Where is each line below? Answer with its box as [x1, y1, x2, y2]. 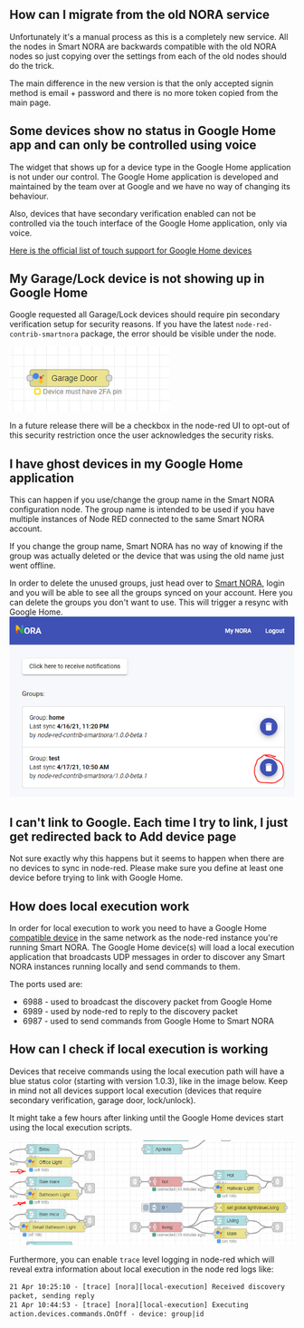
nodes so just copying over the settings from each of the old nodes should [9, 50, 288, 62]
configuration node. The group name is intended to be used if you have [9, 504, 275, 515]
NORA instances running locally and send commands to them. [9, 961, 241, 973]
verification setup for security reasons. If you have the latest [9, 319, 234, 330]
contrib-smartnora [9, 330, 79, 339]
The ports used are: [9, 979, 83, 990]
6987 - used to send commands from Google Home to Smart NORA [22, 1015, 274, 1027]
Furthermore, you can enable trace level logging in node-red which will [9, 1254, 275, 1265]
